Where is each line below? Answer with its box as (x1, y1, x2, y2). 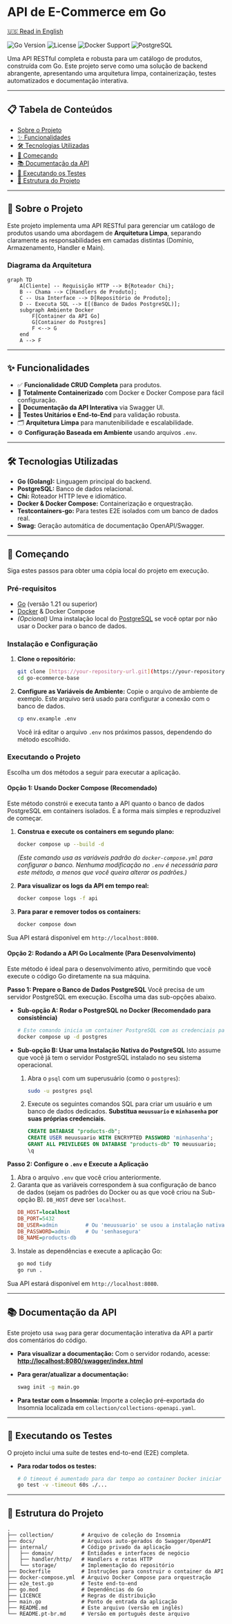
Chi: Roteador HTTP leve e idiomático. (17, 492, 126, 501)
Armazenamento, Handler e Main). (7, 243, 105, 251)
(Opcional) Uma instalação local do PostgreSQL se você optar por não (17, 614, 217, 623)
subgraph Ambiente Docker (19, 306, 95, 314)
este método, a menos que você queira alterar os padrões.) (17, 868, 188, 876)
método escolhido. (17, 735, 70, 743)
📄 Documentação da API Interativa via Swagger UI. (17, 403, 165, 411)
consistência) (17, 1013, 58, 1021)
